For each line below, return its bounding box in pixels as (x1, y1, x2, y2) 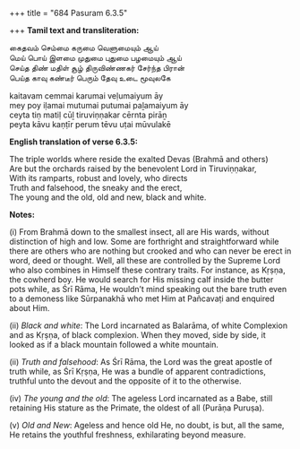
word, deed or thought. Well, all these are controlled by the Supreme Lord (9, 255, 280, 265)
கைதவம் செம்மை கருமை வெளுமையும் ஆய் (9, 42, 159, 53)
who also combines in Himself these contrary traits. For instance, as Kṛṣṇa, (9, 264, 286, 275)
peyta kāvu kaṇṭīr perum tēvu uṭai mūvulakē (9, 119, 172, 129)
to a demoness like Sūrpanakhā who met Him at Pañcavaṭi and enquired (9, 293, 275, 304)
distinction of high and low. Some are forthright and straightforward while (9, 237, 279, 246)
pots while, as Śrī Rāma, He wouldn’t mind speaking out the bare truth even (9, 284, 287, 294)
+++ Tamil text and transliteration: (9, 25, 140, 35)
